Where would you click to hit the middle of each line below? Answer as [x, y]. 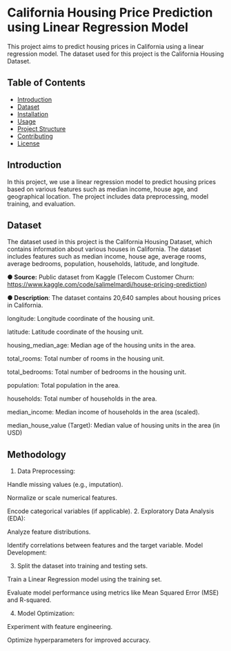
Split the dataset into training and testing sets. [82, 566]
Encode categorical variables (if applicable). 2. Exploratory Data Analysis [111, 511]
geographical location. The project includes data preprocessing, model [108, 196]
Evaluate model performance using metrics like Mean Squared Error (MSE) [113, 593]
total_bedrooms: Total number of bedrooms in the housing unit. [97, 372]
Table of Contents [47, 83]
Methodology [37, 454]
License [28, 143]
